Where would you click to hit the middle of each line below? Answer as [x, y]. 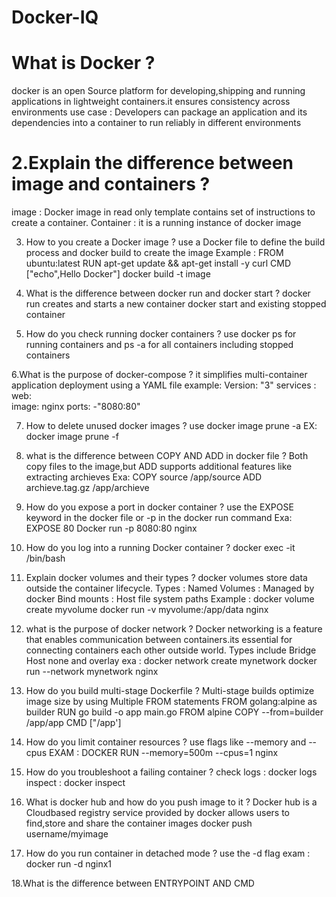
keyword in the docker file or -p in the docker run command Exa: [159, 518]
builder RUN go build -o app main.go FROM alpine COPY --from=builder [174, 712]
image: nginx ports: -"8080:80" [76, 407]
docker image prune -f [72, 437]
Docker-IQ [55, 17]
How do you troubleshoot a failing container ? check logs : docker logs [171, 772]
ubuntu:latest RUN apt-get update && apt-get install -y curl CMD [158, 263]
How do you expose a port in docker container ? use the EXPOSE [159, 507]
